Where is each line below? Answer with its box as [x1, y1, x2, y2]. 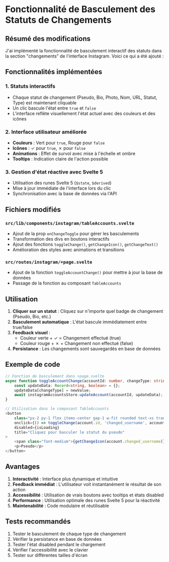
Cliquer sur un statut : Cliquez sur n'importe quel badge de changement [12, 308, 163, 314]
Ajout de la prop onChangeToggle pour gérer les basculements [12, 231, 139, 237]
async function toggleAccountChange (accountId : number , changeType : [5, 378, 152, 383]
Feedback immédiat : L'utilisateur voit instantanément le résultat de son [12, 481, 162, 487]
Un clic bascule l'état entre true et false [12, 105, 97, 111]
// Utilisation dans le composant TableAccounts [5, 406, 109, 412]
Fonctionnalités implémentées [5, 68, 103, 76]
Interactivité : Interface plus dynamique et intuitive [12, 476, 118, 482]
